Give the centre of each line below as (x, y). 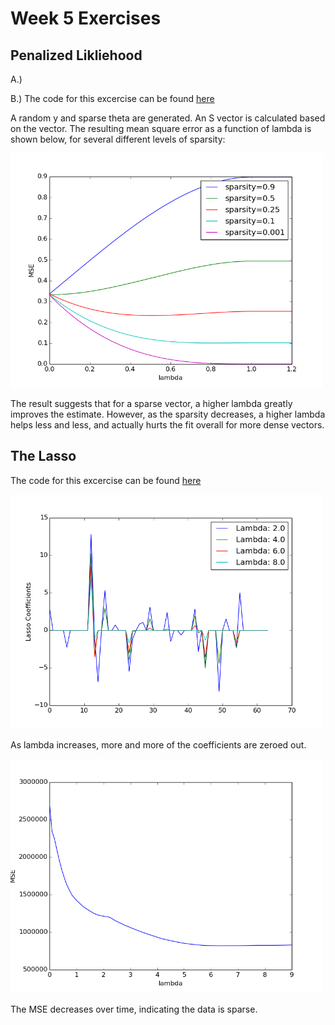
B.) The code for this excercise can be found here (112, 98)
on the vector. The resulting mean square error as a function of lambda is (161, 128)
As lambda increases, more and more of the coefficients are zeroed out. (158, 744)
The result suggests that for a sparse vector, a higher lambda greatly (151, 403)
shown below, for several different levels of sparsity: (118, 139)
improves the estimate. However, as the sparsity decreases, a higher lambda (168, 414)
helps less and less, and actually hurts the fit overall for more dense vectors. (167, 425)
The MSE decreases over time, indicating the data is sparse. (134, 1009)
